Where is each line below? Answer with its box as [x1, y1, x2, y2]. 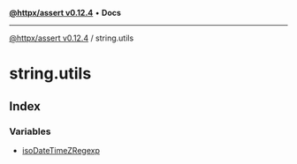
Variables [9, 125, 51, 138]
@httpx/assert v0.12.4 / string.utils [9, 33, 134, 43]
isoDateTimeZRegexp [21, 145, 100, 155]
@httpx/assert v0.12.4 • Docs [9, 8, 122, 18]
